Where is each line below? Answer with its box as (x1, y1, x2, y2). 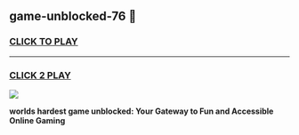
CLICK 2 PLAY (9, 68, 71, 81)
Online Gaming (9, 115, 66, 125)
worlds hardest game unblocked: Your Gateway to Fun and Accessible (9, 106, 274, 116)
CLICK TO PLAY (9, 36, 78, 48)
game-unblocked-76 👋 (9, 9, 137, 24)
